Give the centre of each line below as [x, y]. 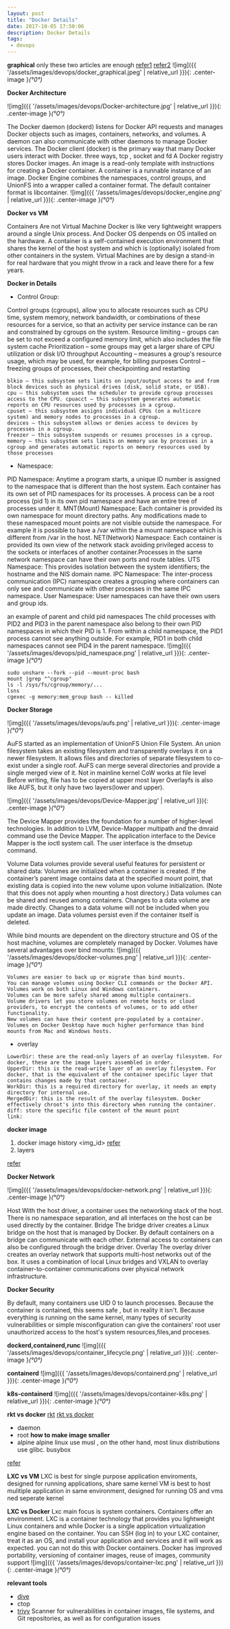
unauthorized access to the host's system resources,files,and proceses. [109, 1332]
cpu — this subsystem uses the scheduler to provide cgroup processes [110, 393]
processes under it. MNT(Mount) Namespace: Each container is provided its [115, 508]
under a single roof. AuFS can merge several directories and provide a [121, 765]
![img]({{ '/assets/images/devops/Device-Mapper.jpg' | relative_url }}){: [108, 800]
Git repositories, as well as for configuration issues [89, 1618]
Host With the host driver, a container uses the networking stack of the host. [115, 1210]
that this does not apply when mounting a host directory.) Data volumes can [114, 893]
